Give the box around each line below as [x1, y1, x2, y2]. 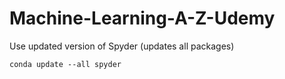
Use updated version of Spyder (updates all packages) [9, 40, 235, 52]
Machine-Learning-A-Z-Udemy [9, 7, 276, 30]
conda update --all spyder [9, 59, 122, 69]
